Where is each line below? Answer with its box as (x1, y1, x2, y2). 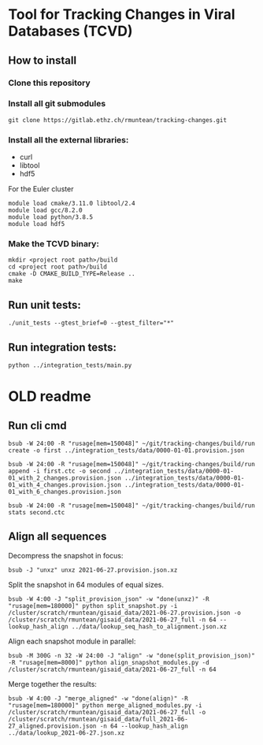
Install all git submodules (8, 98, 106, 109)
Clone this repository (8, 77, 91, 88)
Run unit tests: (8, 298, 81, 312)
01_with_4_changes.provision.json (8, 481, 122, 489)
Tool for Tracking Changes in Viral (8, 6, 235, 24)
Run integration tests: (8, 340, 117, 354)
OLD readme (8, 387, 92, 406)
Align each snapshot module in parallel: (8, 636, 136, 646)
